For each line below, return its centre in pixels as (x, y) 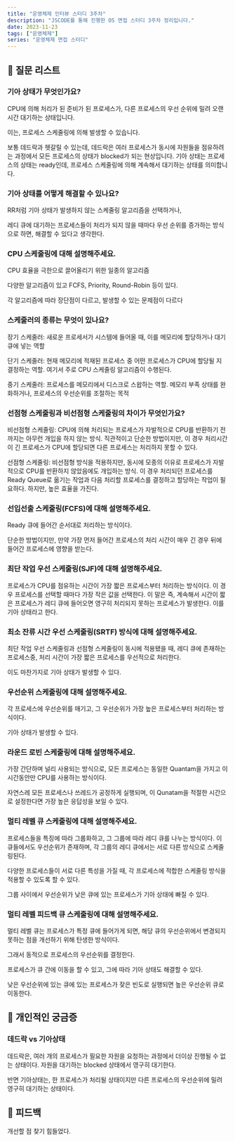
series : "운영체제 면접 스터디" (48, 40)
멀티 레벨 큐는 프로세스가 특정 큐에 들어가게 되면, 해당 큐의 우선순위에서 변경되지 (117, 931)
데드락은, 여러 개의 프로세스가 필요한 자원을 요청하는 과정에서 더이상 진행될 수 (113, 1056)
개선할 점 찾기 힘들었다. (39, 1131)
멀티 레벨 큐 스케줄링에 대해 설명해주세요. (72, 822)
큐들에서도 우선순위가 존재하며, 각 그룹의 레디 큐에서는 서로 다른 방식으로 (106, 847)
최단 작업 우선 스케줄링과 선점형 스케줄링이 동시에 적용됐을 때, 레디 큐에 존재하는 (117, 648)
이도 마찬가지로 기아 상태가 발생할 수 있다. (64, 672)
